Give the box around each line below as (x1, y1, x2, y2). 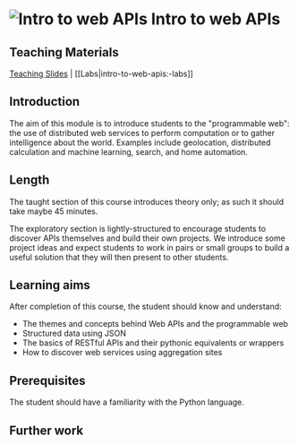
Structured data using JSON (21, 328, 127, 339)
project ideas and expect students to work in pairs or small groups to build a (9, 242, 290, 252)
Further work (9, 423, 84, 438)
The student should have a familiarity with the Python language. (9, 397, 244, 407)
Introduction (9, 94, 81, 109)
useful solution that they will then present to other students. (9, 252, 229, 262)
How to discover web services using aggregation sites (21, 347, 223, 358)
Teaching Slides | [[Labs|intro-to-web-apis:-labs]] (9, 68, 194, 79)
